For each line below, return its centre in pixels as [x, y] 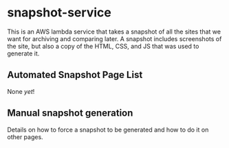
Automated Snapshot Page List [75, 75]
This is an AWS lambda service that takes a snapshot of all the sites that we [114, 32]
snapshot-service [59, 13]
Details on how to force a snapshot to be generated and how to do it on [108, 129]
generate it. [23, 53]
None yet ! [21, 91]
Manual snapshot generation [70, 113]
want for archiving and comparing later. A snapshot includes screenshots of [115, 38]
